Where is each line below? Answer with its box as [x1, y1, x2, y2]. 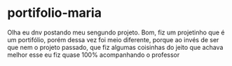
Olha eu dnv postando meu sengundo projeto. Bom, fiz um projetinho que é [7, 28, 225, 37]
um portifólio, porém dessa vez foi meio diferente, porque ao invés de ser [7, 35, 219, 44]
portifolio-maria [7, 5, 102, 21]
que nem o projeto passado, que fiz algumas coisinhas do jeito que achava [7, 43, 224, 51]
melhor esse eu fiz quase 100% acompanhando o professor [7, 51, 180, 59]
